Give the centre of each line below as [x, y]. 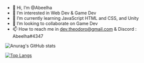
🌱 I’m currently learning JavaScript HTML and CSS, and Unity [75, 18]
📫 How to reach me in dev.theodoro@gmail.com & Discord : [74, 29]
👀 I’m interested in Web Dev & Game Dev [54, 13]
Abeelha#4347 [28, 36]
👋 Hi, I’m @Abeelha [32, 8]
